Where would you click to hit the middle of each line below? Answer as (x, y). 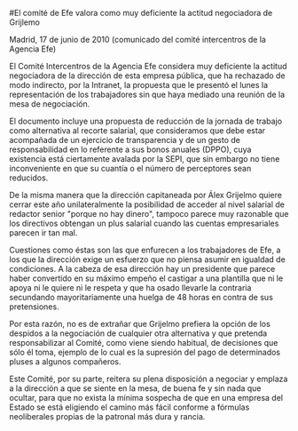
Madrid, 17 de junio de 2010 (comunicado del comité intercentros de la (137, 40)
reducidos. (29, 178)
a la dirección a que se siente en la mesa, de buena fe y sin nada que (135, 388)
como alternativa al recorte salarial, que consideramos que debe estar (137, 131)
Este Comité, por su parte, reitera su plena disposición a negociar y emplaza (149, 379)
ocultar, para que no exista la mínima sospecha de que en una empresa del (146, 398)
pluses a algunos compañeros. (65, 362)
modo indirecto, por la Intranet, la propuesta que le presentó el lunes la (139, 85)
